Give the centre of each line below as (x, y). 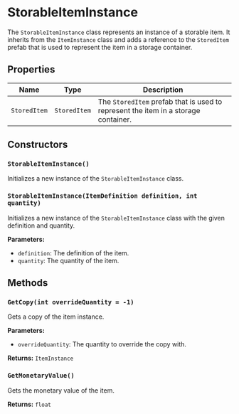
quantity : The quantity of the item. (68, 260)
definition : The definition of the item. (73, 253)
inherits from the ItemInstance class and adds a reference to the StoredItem (118, 39)
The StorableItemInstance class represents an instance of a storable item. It (119, 32)
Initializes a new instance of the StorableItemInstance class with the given (116, 218)
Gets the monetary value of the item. (61, 390)
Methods (28, 283)
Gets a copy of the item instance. (56, 317)
